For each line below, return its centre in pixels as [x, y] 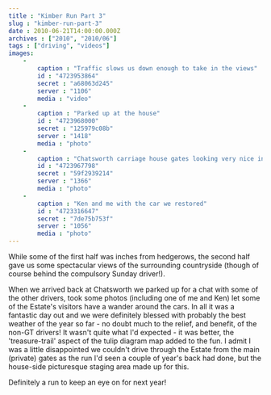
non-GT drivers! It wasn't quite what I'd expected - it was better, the [121, 332]
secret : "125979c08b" [75, 128]
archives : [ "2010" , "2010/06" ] [63, 38]
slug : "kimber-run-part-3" [56, 23]
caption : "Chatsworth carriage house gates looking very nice [146, 158]
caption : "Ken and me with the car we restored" [122, 204]
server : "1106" [65, 91]
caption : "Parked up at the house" [99, 114]
